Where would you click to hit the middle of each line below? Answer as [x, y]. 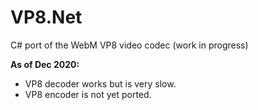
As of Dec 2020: [45, 64]
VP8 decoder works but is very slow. [100, 83]
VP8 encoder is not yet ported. [88, 94]
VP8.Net [46, 17]
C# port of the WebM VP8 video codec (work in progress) [129, 45]
